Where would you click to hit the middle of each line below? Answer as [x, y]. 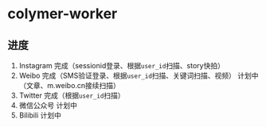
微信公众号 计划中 [48, 105]
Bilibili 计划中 [40, 115]
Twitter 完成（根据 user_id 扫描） [72, 95]
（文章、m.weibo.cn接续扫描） [70, 85]
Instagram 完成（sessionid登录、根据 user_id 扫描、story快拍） [121, 65]
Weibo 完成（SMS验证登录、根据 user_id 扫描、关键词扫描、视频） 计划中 [139, 75]
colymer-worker [63, 14]
